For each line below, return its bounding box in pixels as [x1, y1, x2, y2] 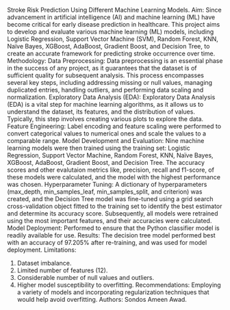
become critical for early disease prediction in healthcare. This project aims [7, 21, 220, 28]
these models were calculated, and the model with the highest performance [7, 173, 221, 181]
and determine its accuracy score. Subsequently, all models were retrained [7, 209, 218, 218]
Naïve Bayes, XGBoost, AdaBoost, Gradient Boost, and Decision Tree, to [7, 42, 210, 50]
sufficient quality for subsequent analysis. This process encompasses [7, 71, 204, 79]
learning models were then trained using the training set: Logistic [7, 144, 190, 152]
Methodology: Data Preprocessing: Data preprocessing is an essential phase [7, 57, 223, 64]
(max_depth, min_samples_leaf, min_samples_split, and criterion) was [7, 188, 203, 196]
